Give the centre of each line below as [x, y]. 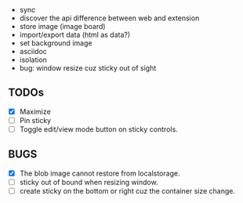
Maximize [35, 111]
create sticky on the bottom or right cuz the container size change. [127, 190]
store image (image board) [62, 26]
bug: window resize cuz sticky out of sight [88, 68]
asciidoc [33, 51]
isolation [33, 60]
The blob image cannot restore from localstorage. [100, 173]
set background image [56, 43]
